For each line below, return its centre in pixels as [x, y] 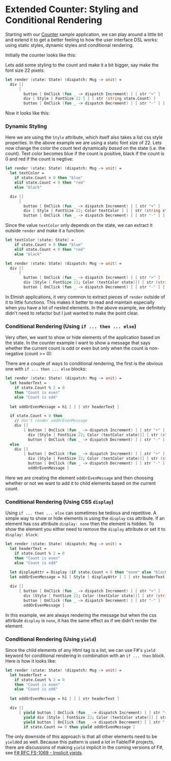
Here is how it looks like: [31, 661]
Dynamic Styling [26, 126]
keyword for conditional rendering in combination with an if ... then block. [85, 655]
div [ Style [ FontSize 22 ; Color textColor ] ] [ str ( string [92, 211]
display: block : [22, 535]
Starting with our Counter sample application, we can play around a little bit [84, 34]
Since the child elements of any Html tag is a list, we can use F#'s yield [80, 650]
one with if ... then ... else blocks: [46, 369]
